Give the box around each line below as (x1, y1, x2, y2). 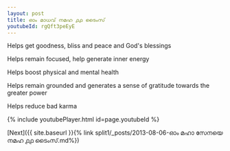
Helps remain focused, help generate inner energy (7, 55, 150, 63)
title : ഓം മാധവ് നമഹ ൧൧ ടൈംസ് (7, 16, 105, 23)
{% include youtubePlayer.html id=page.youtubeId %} (7, 115, 160, 124)
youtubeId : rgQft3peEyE (7, 23, 76, 30)
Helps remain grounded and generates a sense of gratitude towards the (7, 82, 210, 90)
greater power (7, 89, 47, 97)
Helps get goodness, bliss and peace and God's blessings (7, 42, 172, 50)
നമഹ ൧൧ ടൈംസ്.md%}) (7, 137, 80, 145)
